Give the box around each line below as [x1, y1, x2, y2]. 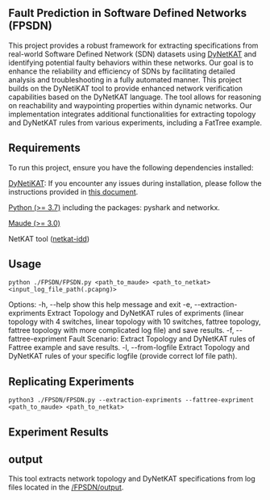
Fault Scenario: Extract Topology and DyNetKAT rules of [68, 334, 255, 344]
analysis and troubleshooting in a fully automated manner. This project [8, 74, 242, 84]
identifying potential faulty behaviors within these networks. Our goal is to [8, 57, 254, 67]
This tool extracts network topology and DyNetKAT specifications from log [8, 474, 255, 484]
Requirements [8, 141, 81, 155]
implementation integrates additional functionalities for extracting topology [8, 109, 256, 119]
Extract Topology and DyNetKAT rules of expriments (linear [47, 309, 244, 318]
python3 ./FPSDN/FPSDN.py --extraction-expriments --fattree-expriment [8, 396, 254, 405]
